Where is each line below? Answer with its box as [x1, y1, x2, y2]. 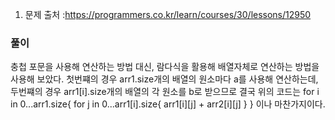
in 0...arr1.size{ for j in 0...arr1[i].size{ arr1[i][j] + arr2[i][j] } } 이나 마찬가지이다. [10, 98, 326, 110]
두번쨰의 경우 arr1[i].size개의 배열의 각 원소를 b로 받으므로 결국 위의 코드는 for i [10, 86, 320, 98]
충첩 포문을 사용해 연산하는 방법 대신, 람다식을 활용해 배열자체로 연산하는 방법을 [10, 61, 320, 73]
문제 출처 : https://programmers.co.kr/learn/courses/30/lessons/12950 [24, 9, 312, 20]
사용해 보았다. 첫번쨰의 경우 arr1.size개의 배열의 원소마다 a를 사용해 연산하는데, [10, 73, 319, 85]
